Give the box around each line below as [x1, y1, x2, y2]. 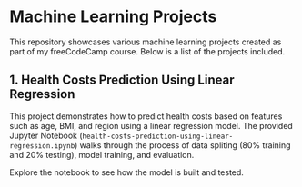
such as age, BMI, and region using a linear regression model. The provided [9, 120, 293, 131]
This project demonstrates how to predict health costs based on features [9, 111, 283, 122]
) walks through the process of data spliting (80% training [74, 139, 291, 151]
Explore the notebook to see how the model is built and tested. [9, 166, 244, 178]
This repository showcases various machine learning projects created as [9, 36, 282, 47]
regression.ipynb [9, 141, 75, 151]
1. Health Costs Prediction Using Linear [9, 73, 235, 88]
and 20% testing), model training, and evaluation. [9, 149, 195, 160]
